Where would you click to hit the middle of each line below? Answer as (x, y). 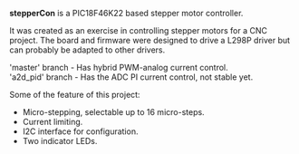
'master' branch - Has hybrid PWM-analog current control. (119, 67)
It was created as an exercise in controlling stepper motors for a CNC (138, 30)
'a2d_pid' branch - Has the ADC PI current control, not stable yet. (131, 77)
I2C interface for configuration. (80, 131)
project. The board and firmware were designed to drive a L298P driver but (150, 40)
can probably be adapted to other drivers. (87, 50)
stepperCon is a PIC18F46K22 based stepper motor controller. (126, 13)
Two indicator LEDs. (60, 141)
